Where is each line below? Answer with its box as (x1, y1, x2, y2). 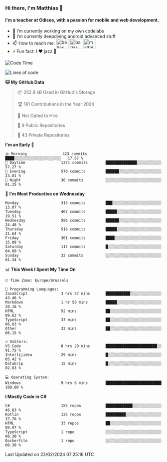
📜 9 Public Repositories (17, 122, 65, 128)
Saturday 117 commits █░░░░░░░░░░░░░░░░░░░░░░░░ (5, 244, 162, 249)
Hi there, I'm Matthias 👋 (5, 4, 63, 11)
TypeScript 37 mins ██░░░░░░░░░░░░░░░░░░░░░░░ (5, 317, 162, 322)
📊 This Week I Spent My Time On (5, 266, 76, 272)
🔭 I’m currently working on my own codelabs (12, 28, 104, 34)
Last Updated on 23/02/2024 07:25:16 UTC (5, 451, 94, 457)
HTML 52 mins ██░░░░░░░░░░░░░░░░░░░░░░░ (5, 308, 162, 314)
